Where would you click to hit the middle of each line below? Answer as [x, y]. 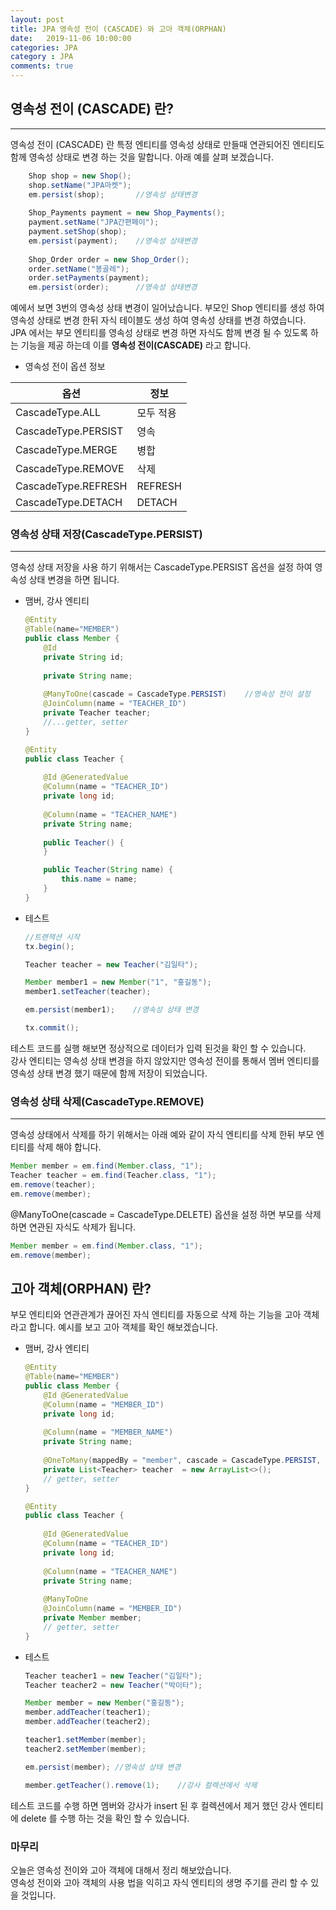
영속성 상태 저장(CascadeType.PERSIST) [106, 534]
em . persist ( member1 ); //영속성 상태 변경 [111, 1010]
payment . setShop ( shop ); [78, 232]
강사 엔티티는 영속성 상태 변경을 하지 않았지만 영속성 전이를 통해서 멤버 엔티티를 [165, 1060]
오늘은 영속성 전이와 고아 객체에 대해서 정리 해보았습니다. [121, 1870]
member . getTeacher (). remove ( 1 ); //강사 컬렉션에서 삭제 [141, 1785]
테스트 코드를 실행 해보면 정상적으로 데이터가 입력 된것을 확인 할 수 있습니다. [158, 1048]
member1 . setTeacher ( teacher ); [88, 992]
